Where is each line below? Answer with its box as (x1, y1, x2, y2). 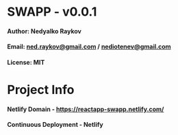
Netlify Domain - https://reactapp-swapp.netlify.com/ (7, 105, 164, 113)
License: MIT (7, 58, 45, 66)
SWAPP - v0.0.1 (7, 4, 97, 20)
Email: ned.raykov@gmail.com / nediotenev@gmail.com (7, 42, 171, 51)
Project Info (7, 82, 75, 97)
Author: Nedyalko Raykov (7, 27, 82, 35)
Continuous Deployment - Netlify (7, 121, 104, 129)
